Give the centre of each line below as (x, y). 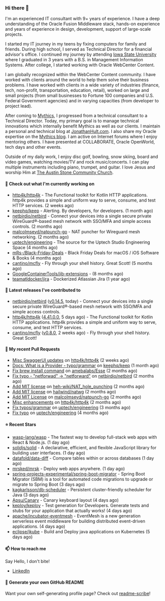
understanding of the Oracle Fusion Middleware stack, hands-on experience (82, 24)
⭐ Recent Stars (21, 424)
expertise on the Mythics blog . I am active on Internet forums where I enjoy (81, 137)
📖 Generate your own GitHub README (45, 582)
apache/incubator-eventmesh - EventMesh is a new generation (76, 516)
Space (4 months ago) (35, 247)
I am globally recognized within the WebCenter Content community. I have (81, 75)
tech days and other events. (33, 147)
